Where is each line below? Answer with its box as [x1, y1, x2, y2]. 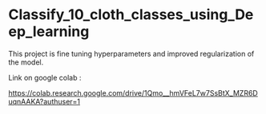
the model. [8, 57, 44, 67]
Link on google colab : [8, 73, 82, 82]
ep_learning [8, 22, 90, 41]
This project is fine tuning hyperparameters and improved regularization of [8, 49, 255, 58]
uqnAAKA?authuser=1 [8, 96, 81, 106]
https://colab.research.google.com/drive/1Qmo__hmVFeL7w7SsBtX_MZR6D [8, 88, 258, 97]
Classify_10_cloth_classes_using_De [8, 6, 254, 24]
